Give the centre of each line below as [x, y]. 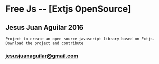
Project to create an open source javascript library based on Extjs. [80, 39]
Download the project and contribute [45, 43]
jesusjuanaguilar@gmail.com [42, 56]
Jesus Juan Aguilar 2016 [45, 28]
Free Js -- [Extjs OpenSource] [68, 9]
